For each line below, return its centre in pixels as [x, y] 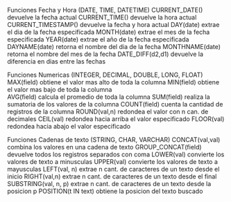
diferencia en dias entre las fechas [57, 61]
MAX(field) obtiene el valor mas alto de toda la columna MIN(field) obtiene [113, 82]
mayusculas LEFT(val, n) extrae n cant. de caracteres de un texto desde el [113, 169]
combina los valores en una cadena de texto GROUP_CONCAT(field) [105, 147]
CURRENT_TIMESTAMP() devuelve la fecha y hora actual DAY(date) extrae [113, 25]
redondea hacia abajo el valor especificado [69, 126]
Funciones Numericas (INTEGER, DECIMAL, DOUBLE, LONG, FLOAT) [105, 75]
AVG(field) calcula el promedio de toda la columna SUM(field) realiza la [109, 97]
